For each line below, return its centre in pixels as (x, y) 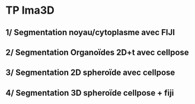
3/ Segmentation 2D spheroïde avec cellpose (90, 73)
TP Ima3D (30, 10)
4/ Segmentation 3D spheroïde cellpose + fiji (90, 93)
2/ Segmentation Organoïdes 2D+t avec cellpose (97, 52)
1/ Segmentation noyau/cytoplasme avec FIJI (90, 32)
